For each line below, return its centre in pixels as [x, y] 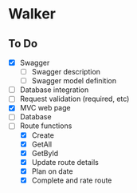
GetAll [42, 144]
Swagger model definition [74, 81]
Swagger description [66, 72]
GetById [45, 153]
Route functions [46, 126]
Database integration [54, 90]
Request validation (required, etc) [74, 99]
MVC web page [45, 108]
